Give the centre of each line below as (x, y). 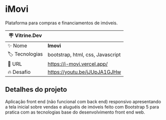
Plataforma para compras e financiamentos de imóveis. (61, 23)
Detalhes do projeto (36, 90)
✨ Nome (17, 46)
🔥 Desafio (19, 72)
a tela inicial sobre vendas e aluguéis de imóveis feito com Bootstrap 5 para (82, 107)
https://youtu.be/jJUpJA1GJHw (84, 72)
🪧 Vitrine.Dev (25, 35)
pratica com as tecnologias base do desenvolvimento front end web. (75, 112)
